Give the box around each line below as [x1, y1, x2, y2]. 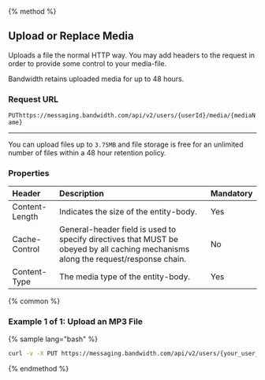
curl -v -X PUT [8, 349, 58, 357]
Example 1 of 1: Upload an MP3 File [8, 316, 144, 327]
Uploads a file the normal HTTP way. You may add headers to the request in [8, 50, 255, 60]
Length [12, 211, 39, 222]
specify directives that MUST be [58, 234, 179, 245]
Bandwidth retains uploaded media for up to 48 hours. [8, 74, 185, 84]
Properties [8, 168, 50, 179]
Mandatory [210, 188, 253, 199]
